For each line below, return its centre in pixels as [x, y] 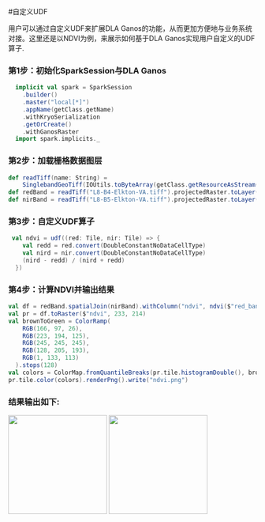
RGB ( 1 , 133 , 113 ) [51, 358]
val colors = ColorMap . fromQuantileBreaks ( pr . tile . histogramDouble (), [127, 373]
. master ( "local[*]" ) [56, 102]
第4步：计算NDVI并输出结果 [62, 289]
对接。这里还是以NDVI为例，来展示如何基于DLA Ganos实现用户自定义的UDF [132, 38]
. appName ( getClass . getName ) [68, 109]
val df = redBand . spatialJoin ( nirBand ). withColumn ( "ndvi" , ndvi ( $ [119, 307]
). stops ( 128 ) [37, 365]
